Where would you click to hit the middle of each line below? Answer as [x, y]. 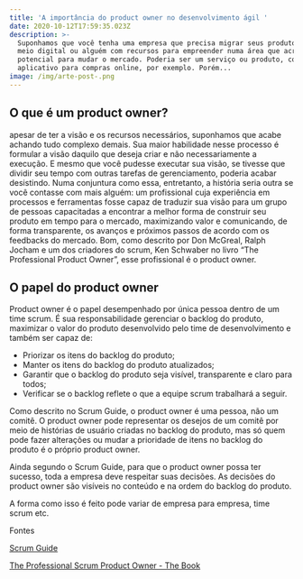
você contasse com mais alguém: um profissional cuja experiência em [140, 192]
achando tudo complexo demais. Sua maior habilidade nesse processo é [144, 144]
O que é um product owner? [89, 113]
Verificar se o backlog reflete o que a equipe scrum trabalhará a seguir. [155, 394]
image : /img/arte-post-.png [62, 77]
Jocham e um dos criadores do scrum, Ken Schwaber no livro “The [134, 250]
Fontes [22, 531]
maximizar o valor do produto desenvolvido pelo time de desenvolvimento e [150, 328]
